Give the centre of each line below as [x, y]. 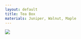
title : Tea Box [20, 14]
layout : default [21, 9]
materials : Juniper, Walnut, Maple [41, 18]
